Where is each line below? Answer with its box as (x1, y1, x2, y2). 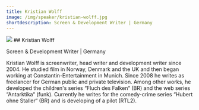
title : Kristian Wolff (6, 8, 62, 15)
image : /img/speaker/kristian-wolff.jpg (6, 14, 108, 20)
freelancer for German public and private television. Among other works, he (6, 78, 191, 86)
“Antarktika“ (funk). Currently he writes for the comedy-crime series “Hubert (6, 91, 193, 98)
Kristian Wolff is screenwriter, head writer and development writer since (6, 60, 182, 67)
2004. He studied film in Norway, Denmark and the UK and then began (6, 66, 179, 73)
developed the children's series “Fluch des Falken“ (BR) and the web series (6, 85, 191, 92)
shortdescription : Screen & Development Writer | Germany (6, 20, 153, 25)
